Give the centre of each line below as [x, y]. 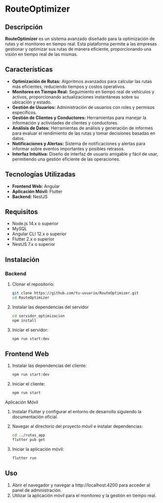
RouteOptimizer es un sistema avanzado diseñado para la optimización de [80, 39]
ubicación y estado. [32, 102]
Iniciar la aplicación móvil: [38, 449]
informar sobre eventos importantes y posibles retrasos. [68, 149]
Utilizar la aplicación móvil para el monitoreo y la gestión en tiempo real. [84, 495]
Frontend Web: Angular [36, 186]
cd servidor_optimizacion [38, 316]
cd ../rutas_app [28, 435]
